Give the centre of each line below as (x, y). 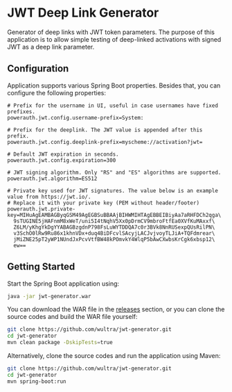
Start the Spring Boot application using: (63, 284)
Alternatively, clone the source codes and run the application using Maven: (114, 356)
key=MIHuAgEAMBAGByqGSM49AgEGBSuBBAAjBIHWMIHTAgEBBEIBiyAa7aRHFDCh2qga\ (114, 215)
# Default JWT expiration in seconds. (63, 154)
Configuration (38, 68)
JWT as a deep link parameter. (51, 47)
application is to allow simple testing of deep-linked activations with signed (114, 39)
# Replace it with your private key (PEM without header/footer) (103, 203)
